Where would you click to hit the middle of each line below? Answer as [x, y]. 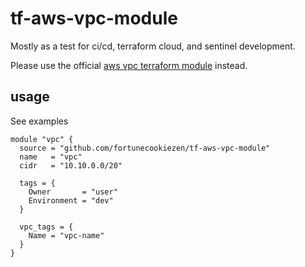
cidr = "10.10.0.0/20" [71, 165]
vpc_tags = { [46, 227]
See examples [39, 121]
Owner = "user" [73, 192]
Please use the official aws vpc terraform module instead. [129, 65]
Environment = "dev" [71, 200]
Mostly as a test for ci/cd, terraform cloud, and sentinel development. [153, 46]
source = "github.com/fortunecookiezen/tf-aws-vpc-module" [145, 148]
